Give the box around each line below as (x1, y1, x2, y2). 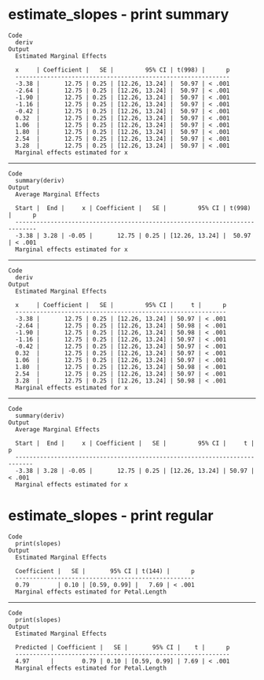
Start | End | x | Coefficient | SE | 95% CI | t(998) (15, 204, 251, 212)
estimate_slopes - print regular (8, 507, 214, 525)
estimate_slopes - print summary (8, 6, 229, 24)
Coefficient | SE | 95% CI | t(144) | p (15, 567, 195, 575)
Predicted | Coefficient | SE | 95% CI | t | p (15, 643, 230, 651)
